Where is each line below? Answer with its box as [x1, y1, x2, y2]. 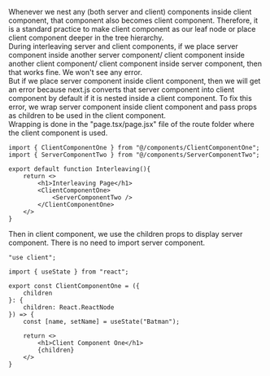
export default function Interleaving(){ [8, 165, 151, 173]
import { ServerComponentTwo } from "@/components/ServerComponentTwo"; [8, 151, 260, 159]
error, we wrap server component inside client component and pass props [8, 102, 258, 111]
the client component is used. [8, 128, 108, 138]
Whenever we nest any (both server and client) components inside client [8, 7, 252, 16]
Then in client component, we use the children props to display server [8, 230, 243, 238]
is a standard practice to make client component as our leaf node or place [8, 24, 256, 33]
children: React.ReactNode [23, 304, 115, 312]
